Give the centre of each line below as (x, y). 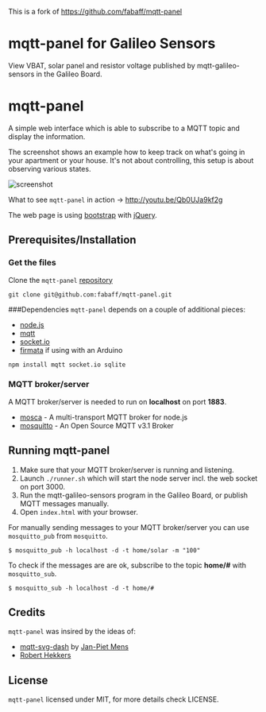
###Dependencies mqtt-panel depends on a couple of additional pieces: (127, 309)
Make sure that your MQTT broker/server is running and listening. (127, 470)
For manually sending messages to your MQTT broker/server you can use (129, 527)
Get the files (33, 263)
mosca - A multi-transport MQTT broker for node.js (104, 417)
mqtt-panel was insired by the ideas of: (72, 632)
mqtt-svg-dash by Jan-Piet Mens (74, 647)
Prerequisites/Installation (72, 240)
